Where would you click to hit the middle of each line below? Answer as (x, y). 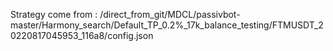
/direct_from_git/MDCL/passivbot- (170, 14)
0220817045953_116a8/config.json (82, 35)
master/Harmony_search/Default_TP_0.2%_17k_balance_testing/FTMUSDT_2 (167, 25)
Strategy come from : (54, 14)
